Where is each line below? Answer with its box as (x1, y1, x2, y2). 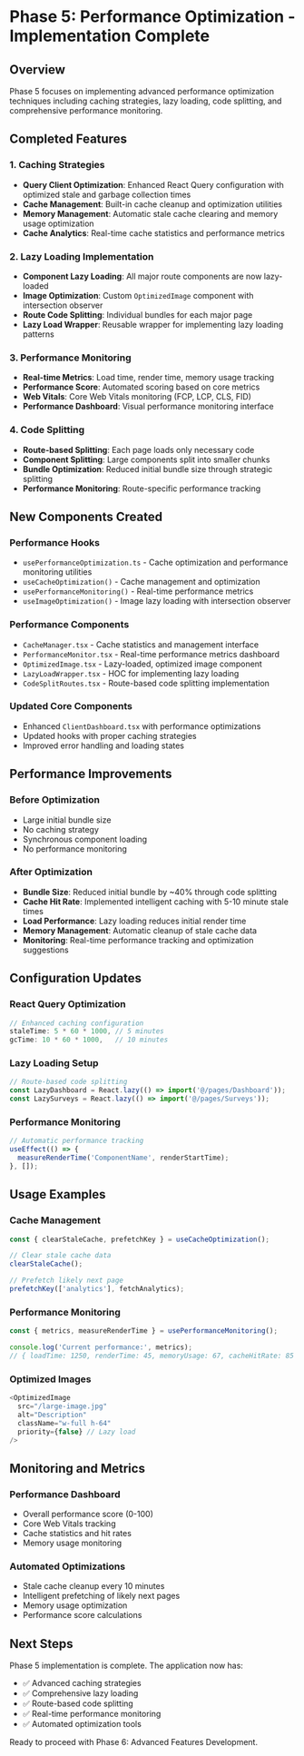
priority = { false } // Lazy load (17, 1427, 136, 1436)
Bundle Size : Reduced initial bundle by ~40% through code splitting (22, 886, 278, 897)
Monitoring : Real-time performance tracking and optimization (22, 934, 254, 945)
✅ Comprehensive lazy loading (22, 1688, 139, 1699)
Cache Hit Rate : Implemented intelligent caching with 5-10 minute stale (22, 896, 289, 907)
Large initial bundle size (22, 814, 112, 825)
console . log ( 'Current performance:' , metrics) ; (9, 1343, 193, 1352)
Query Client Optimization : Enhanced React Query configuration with (22, 179, 284, 190)
